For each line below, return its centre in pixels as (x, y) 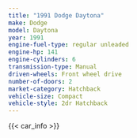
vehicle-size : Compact (46, 96)
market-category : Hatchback (55, 89)
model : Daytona (33, 30)
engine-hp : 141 (33, 52)
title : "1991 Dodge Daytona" (56, 15)
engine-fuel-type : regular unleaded (68, 45)
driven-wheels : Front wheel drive (65, 74)
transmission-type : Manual (53, 67)
